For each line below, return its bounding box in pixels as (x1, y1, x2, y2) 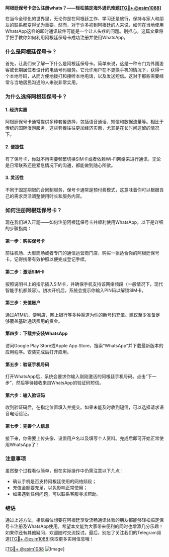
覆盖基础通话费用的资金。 (9, 318, 63, 324)
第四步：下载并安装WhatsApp (5, 330, 68, 336)
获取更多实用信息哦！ (49, 536, 94, 542)
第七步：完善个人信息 (5, 423, 49, 429)
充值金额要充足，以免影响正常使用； (12, 485, 88, 491)
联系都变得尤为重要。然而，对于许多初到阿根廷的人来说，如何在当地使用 (14, 22, 164, 28)
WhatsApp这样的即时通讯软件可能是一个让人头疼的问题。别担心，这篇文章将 (5, 28, 163, 34)
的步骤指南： (5, 226, 32, 232)
